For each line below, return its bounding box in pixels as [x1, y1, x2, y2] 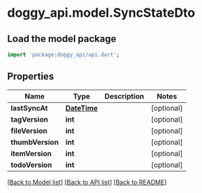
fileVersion [10, 126, 47, 136]
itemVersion [10, 148, 52, 158]
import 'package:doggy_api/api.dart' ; [7, 51, 120, 58]
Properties [7, 71, 54, 83]
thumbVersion [10, 137, 59, 147]
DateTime [65, 103, 98, 113]
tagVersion [10, 114, 49, 124]
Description [104, 91, 145, 101]
